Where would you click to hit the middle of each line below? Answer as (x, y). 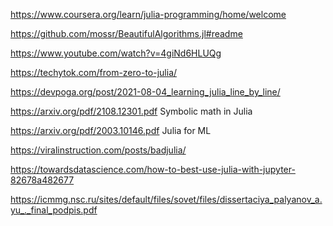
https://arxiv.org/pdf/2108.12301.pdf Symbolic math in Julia (131, 111)
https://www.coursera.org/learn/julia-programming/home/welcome (148, 14)
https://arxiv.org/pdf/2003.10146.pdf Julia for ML (111, 130)
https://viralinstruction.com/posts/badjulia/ (98, 150)
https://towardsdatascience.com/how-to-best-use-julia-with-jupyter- (153, 169)
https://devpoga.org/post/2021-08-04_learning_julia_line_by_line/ (145, 92)
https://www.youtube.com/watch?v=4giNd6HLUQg (116, 53)
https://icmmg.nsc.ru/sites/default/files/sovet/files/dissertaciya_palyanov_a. (166, 199)
